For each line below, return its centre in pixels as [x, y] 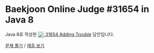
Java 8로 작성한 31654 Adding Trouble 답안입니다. [60, 34]
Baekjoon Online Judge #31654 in [77, 9]
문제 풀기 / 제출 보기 [25, 45]
